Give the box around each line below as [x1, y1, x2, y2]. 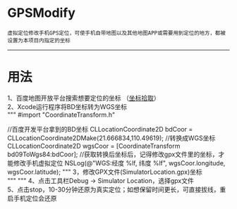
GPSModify [7, 5, 75, 21]
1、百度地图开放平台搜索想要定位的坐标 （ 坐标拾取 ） [7, 94, 160, 102]
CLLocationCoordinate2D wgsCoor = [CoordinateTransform [7, 141, 181, 150]
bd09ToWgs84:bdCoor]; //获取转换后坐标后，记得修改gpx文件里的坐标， [7, 150, 219, 158]
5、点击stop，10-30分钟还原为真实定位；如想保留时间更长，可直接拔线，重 [7, 185, 226, 194]
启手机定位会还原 [7, 194, 57, 202]
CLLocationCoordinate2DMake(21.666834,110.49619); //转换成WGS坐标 [7, 134, 216, 142]
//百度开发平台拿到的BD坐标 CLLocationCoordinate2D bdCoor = [7, 125, 193, 133]
